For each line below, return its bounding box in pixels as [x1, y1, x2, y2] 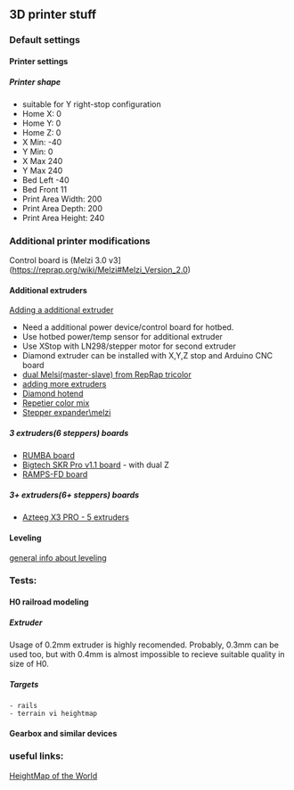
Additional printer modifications [9, 235, 151, 247]
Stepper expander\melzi [21, 407, 111, 418]
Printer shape [9, 76, 61, 87]
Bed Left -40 [21, 174, 69, 185]
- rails [9, 701, 38, 710]
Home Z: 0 [21, 127, 61, 137]
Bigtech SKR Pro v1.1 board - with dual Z [21, 459, 169, 471]
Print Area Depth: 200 [21, 202, 102, 213]
